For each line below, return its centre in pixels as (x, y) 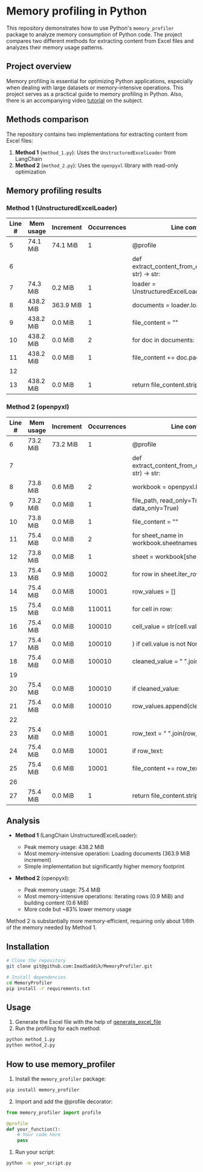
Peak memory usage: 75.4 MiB (62, 890)
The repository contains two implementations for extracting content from (97, 134)
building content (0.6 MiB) (56, 903)
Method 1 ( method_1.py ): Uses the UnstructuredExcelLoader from (95, 152)
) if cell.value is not (159, 643)
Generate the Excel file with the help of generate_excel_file (88, 1022)
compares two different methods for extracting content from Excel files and (100, 41)
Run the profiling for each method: (58, 1028)
